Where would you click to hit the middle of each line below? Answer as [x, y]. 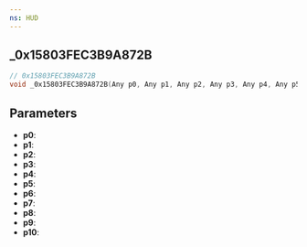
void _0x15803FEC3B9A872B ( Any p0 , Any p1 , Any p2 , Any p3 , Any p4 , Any [148, 85]
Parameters [43, 113]
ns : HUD [24, 18]
